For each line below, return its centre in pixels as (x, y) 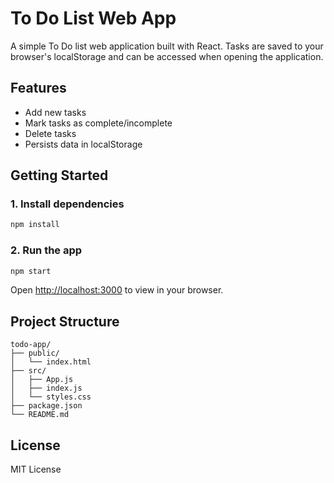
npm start (31, 271)
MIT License (36, 469)
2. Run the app (46, 250)
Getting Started (59, 175)
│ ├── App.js (42, 380)
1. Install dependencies (67, 204)
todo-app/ (31, 345)
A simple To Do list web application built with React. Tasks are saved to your (167, 46)
